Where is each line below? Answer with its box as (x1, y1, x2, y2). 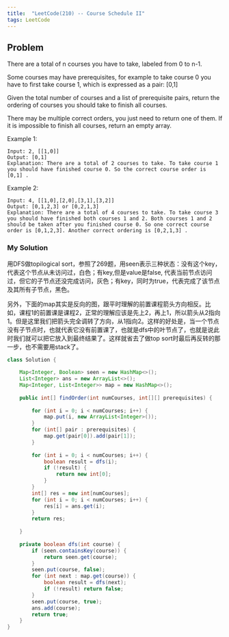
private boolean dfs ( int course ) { (19, 540, 121, 548)
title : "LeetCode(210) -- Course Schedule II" (7, 10, 146, 17)
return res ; (31, 515, 66, 523)
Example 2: (7, 184, 39, 192)
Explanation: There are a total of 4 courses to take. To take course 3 (7, 210, 219, 216)
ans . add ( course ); (31, 604, 81, 612)
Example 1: (7, 135, 38, 143)
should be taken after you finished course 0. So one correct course (7, 221, 210, 228)
